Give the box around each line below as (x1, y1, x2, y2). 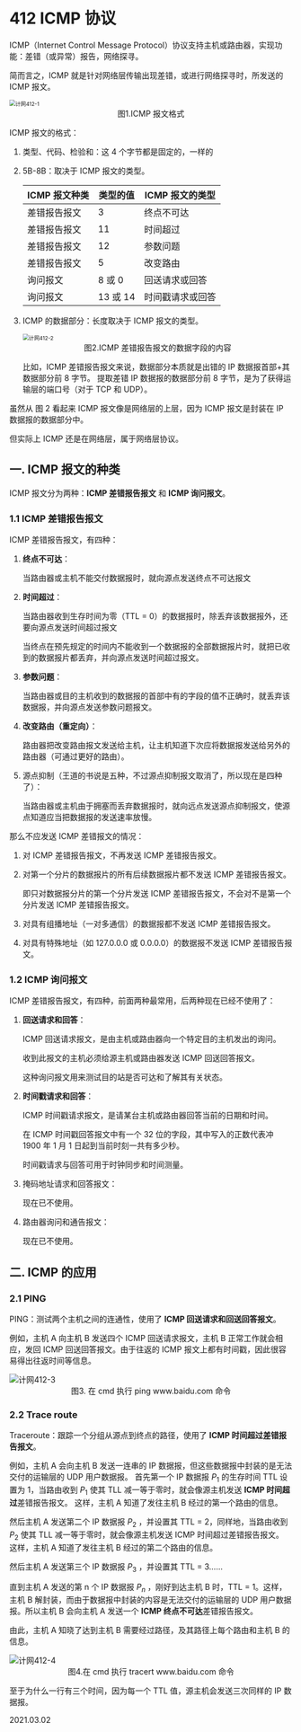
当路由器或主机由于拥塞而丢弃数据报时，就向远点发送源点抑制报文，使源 (22, 800, 290, 811)
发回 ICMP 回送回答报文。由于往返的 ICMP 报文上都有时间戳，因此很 (24, 1344, 279, 1355)
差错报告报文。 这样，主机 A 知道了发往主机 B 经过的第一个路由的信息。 (17, 1497, 283, 1507)
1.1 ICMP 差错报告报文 (9, 512, 103, 525)
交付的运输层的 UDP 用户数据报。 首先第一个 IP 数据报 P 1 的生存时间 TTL (9, 1471, 279, 1485)
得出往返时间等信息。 (16, 1356, 96, 1366)
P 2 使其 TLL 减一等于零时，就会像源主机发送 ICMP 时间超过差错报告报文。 (9, 1529, 285, 1542)
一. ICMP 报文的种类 (9, 462, 120, 477)
